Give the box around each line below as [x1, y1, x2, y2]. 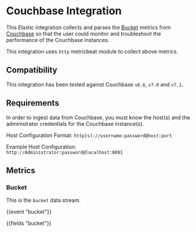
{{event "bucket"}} [6, 208, 52, 215]
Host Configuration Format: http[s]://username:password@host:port [6, 132, 172, 139]
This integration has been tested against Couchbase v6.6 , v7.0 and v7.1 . [6, 81, 184, 88]
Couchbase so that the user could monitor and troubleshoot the [6, 30, 162, 37]
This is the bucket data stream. [6, 197, 81, 204]
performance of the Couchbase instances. [6, 36, 110, 43]
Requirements [6, 98, 59, 108]
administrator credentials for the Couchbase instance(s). [6, 120, 144, 127]
